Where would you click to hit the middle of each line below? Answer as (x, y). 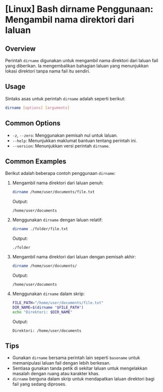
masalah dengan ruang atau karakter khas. (56, 374)
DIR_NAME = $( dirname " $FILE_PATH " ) (48, 307)
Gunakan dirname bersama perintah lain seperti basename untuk (76, 358)
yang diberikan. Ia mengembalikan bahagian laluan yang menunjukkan (77, 66)
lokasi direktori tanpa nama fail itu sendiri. (48, 71)
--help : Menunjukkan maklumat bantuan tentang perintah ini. (75, 141)
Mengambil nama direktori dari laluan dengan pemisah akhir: (74, 257)
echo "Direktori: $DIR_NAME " (42, 312)
